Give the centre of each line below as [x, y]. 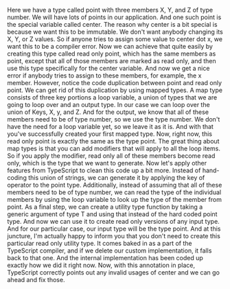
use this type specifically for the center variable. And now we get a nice [108, 68]
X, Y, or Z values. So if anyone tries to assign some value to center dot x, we [115, 39]
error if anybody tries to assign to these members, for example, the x [104, 76]
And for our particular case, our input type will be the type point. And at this [114, 229]
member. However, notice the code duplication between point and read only [114, 83]
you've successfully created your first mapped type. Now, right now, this [110, 134]
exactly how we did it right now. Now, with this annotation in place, [101, 265]
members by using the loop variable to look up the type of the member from [114, 199]
